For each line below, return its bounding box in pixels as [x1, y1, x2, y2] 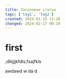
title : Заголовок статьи [5, 7, 56, 12]
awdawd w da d [5, 68, 37, 74]
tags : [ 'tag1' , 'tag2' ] [5, 12, 54, 17]
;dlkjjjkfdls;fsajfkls [5, 59, 42, 65]
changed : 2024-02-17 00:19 [5, 21, 61, 26]
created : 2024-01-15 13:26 [5, 16, 61, 21]
